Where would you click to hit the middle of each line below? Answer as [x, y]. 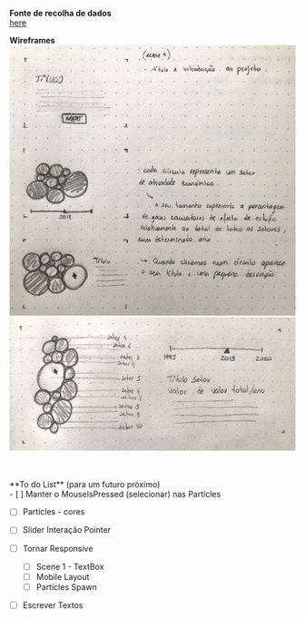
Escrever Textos [53, 605]
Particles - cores [54, 512]
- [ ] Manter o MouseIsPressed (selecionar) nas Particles [115, 495]
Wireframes [33, 40]
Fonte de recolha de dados [60, 13]
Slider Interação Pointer [67, 530]
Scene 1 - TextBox [70, 566]
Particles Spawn [66, 587]
